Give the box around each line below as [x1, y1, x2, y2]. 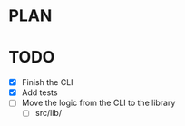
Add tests [21, 87, 58, 98]
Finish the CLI [21, 77, 73, 88]
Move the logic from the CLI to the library [21, 97, 176, 109]
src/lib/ [34, 108, 63, 119]
